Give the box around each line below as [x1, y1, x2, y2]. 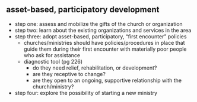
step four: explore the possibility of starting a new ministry [14, 89, 158, 96]
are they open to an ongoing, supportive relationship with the [32, 77, 182, 84]
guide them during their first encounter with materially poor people [23, 45, 187, 52]
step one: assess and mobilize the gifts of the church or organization [14, 20, 183, 27]
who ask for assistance [23, 51, 81, 58]
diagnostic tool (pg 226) [23, 58, 83, 65]
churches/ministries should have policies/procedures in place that [23, 39, 185, 46]
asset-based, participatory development [6, 5, 160, 15]
